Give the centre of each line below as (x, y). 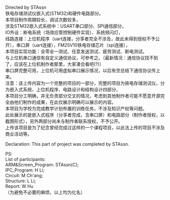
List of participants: (25, 159)
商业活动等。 (18, 134)
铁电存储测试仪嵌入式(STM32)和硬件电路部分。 (54, 13)
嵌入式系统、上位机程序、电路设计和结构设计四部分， (65, 89)
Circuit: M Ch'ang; (24, 175)
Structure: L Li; (21, 181)
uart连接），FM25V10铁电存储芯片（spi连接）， (82, 45)
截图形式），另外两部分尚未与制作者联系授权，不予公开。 (64, 121)
